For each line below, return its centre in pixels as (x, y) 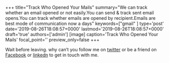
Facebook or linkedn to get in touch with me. (52, 55)
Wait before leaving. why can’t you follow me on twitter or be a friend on (81, 50)
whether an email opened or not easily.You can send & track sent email (80, 13)
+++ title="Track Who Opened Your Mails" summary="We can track (76, 7)
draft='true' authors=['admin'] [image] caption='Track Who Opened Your (82, 34)
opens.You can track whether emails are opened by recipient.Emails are (80, 18)
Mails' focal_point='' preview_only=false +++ (52, 40)
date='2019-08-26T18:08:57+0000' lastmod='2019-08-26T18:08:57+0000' (85, 29)
